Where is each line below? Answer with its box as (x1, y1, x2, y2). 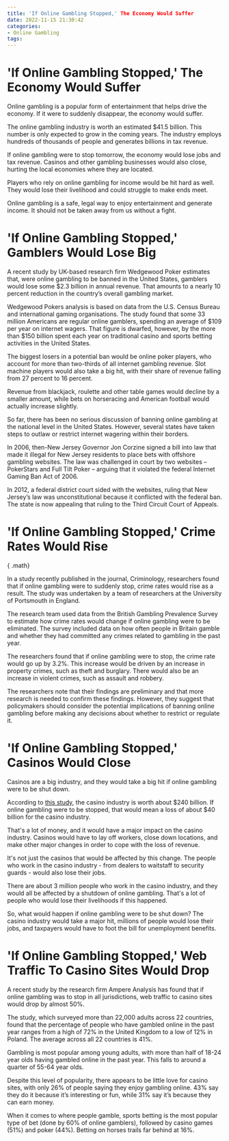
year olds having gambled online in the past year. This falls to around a (7, 1055, 206, 1064)
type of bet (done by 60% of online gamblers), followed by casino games (7, 1118, 213, 1127)
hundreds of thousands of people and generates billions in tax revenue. (7, 138, 208, 146)
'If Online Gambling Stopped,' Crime (7, 524, 216, 540)
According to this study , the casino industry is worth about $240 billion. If (7, 798, 214, 806)
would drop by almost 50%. (7, 1000, 85, 1008)
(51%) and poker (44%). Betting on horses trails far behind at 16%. (7, 1125, 195, 1134)
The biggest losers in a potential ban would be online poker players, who (7, 352, 212, 360)
